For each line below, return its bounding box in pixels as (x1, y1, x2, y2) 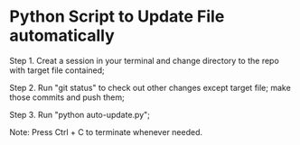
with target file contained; (9, 65, 106, 76)
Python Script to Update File (9, 6, 225, 27)
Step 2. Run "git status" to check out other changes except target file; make (9, 82, 291, 93)
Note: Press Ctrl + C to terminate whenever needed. (9, 126, 203, 137)
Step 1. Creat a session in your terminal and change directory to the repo (9, 55, 280, 66)
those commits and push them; (9, 92, 125, 103)
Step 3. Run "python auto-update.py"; (9, 109, 151, 120)
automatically (9, 25, 115, 46)
